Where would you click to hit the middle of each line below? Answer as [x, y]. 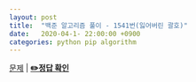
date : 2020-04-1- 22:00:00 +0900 [75, 34]
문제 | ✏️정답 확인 [39, 68]
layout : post [33, 17]
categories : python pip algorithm [73, 42]
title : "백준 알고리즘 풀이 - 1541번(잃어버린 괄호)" [98, 26]
